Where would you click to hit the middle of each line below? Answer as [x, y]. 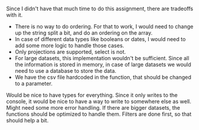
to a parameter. [33, 83]
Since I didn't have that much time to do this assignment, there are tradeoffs [100, 9]
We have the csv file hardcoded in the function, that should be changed [103, 77]
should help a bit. [27, 120]
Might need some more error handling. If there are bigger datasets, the [93, 108]
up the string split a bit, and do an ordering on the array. [84, 33]
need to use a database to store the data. [65, 71]
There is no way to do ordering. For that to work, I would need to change [104, 27]
